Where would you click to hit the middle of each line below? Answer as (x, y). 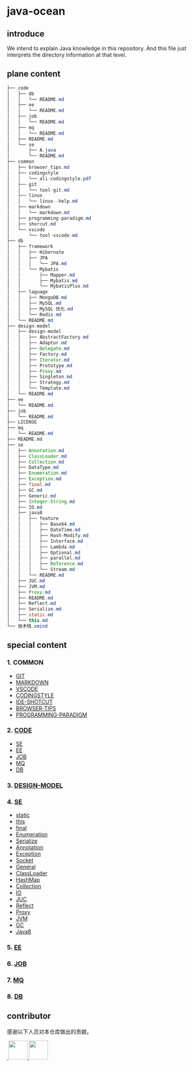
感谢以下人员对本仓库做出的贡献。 (49, 1032)
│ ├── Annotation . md (36, 450)
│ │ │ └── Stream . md (41, 570)
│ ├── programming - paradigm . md (49, 218)
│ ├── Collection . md (36, 462)
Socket (25, 860)
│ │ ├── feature (33, 519)
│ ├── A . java (32, 151)
